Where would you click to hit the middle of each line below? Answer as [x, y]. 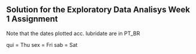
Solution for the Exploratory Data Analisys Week [98, 10]
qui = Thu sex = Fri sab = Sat [42, 45]
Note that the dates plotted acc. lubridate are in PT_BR [73, 33]
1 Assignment [32, 19]
